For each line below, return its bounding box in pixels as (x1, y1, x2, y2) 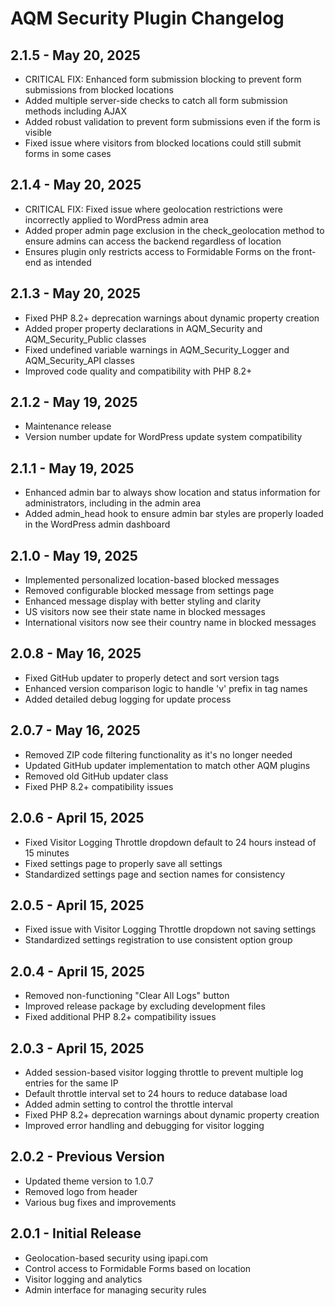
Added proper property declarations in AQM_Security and (24, 322, 263, 334)
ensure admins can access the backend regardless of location (24, 235, 282, 247)
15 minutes (24, 847, 70, 859)
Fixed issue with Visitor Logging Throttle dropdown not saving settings (24, 923, 317, 936)
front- (291, 245, 317, 257)
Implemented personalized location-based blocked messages (24, 574, 280, 586)
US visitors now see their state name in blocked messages (24, 606, 266, 618)
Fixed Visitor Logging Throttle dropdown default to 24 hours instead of (24, 836, 317, 848)
